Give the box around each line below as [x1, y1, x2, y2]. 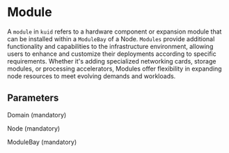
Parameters [7, 92, 59, 104]
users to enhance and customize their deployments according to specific [7, 50, 217, 58]
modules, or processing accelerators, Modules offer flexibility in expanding [7, 64, 222, 73]
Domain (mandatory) [7, 110, 67, 119]
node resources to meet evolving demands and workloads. [7, 71, 176, 80]
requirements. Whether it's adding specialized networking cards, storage [7, 57, 216, 65]
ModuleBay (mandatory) [7, 138, 77, 146]
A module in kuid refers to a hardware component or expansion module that [7, 27, 222, 36]
